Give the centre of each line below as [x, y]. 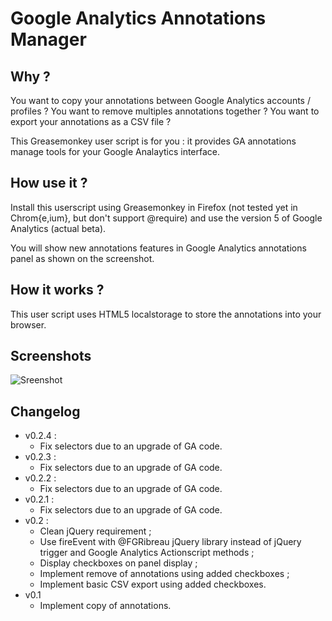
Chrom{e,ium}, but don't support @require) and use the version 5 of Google [166, 218]
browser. [28, 324]
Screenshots [51, 356]
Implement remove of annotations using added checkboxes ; [164, 574]
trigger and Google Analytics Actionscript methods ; [147, 553]
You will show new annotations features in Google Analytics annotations [158, 248]
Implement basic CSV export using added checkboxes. [153, 584]
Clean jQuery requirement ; [95, 531]
